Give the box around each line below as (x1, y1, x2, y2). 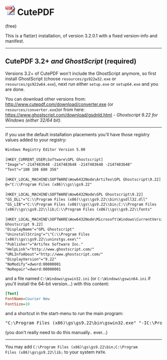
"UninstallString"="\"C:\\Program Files (5, 232, 90, 237)
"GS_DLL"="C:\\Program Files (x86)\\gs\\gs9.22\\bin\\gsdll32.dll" (5, 197, 148, 202)
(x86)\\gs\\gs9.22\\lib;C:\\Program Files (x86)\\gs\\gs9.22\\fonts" (5, 207, 153, 212)
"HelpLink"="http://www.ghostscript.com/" (5, 247, 94, 252)
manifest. (5, 38, 24, 44)
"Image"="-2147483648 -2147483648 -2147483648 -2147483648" (5, 162, 133, 167)
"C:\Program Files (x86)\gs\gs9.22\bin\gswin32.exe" (5, 320, 137, 326)
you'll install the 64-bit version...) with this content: (5, 281, 109, 287)
